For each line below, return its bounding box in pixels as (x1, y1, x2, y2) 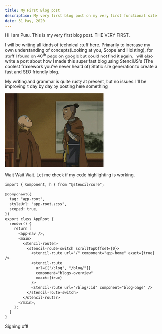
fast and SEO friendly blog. (5, 69, 60, 75)
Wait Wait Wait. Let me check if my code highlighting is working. (5, 172, 135, 178)
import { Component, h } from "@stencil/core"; (5, 182, 105, 187)
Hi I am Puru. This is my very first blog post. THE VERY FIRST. (5, 32, 130, 38)
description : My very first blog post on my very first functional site (5, 13, 157, 18)
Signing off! (5, 323, 28, 329)
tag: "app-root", (9, 197, 45, 202)
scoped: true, (9, 207, 38, 212)
